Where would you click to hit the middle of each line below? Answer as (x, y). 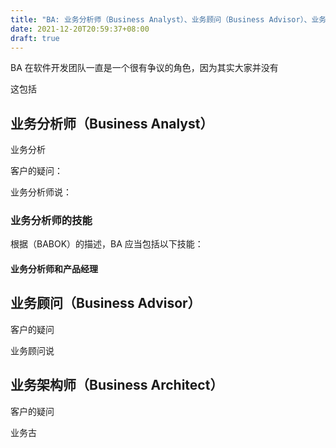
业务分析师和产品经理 (54, 269)
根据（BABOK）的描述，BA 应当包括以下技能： (107, 244)
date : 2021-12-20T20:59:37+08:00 (80, 29)
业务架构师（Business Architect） (117, 385)
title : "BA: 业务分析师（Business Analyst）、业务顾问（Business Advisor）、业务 (168, 19)
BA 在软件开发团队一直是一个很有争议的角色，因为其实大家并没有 (144, 68)
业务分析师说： (41, 192)
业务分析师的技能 (51, 221)
